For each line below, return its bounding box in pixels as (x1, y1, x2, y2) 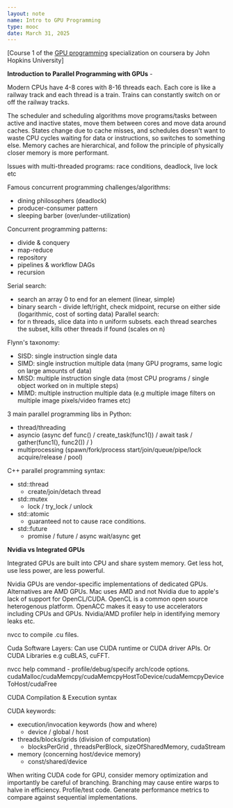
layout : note (7, 10, 45, 17)
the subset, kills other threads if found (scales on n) (17, 325, 166, 334)
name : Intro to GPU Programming (7, 17, 101, 24)
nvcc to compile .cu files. (7, 631, 79, 639)
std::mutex (17, 495, 48, 503)
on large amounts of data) (17, 367, 92, 375)
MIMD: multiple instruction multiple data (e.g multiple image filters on (17, 389, 216, 398)
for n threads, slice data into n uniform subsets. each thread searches (17, 317, 217, 326)
